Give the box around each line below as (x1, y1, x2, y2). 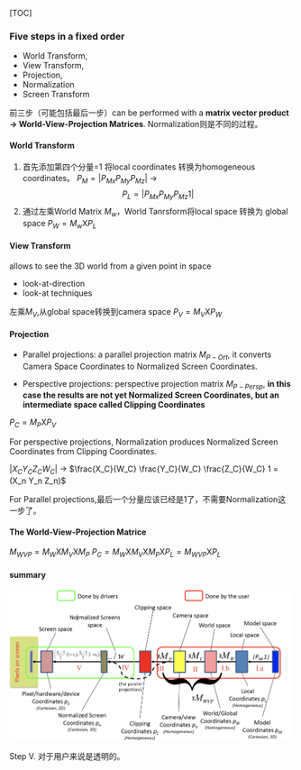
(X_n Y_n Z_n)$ (9, 475, 67, 486)
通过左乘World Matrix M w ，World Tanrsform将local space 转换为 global (22, 206, 288, 219)
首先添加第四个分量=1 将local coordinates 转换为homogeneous (22, 161, 256, 172)
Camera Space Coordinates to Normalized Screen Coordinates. (22, 361, 259, 371)
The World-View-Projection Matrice (9, 527, 147, 537)
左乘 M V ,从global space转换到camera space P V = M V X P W (9, 306, 223, 319)
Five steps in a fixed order (9, 30, 125, 42)
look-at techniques (22, 288, 93, 298)
